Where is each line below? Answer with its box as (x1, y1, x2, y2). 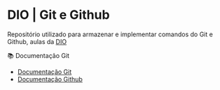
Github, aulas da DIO (7, 37, 67, 45)
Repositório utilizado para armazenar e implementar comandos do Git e (7, 30, 214, 38)
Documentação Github (17, 75, 83, 83)
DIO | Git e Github (7, 7, 110, 23)
